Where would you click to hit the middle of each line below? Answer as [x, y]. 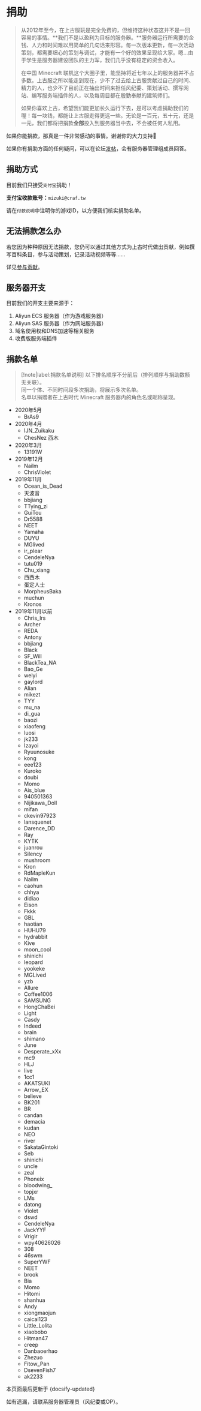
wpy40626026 [42, 1243]
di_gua [32, 714]
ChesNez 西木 [41, 438]
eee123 [33, 765]
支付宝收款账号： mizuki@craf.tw [46, 197]
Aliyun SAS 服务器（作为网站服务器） [61, 323]
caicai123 [36, 1319]
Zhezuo [33, 1358]
